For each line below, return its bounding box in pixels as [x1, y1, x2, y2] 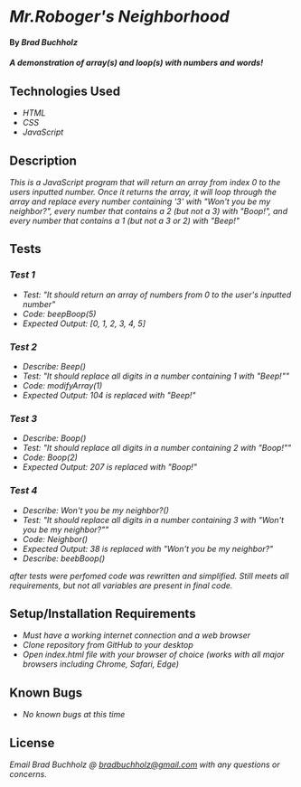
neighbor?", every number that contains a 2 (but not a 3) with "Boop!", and [9, 206, 287, 216]
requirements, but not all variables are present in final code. [9, 580, 233, 591]
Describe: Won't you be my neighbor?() [22, 504, 170, 516]
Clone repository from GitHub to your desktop [22, 640, 194, 651]
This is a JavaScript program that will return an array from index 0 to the [9, 177, 281, 187]
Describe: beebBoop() [22, 553, 106, 564]
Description [9, 153, 77, 168]
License [9, 735, 55, 751]
